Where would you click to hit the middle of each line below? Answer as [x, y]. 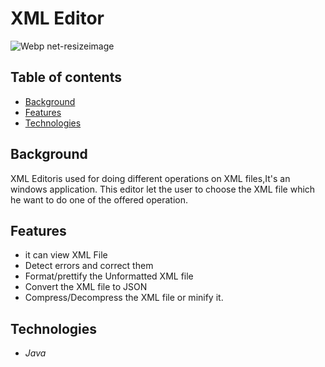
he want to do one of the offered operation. [99, 199]
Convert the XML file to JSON [86, 287]
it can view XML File [66, 255]
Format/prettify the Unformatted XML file [109, 276]
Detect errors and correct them [89, 266]
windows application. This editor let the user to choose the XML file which [163, 189]
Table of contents [66, 77]
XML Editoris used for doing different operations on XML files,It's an [150, 178]
